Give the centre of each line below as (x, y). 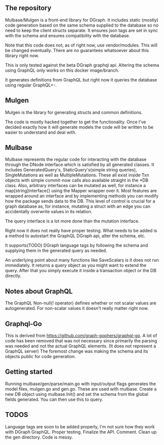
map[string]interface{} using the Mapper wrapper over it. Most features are (81, 191)
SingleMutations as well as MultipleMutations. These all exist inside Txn (77, 175)
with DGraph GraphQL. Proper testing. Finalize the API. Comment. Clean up (81, 432)
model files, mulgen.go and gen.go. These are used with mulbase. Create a (81, 389)
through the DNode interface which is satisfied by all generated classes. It (80, 165)
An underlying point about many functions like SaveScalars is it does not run (82, 260)
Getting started (29, 372)
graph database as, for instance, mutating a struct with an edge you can (78, 206)
